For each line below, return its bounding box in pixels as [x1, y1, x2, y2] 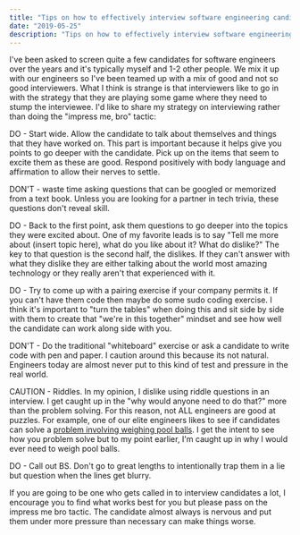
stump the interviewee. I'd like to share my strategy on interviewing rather [9, 102, 280, 113]
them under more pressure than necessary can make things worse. [9, 516, 256, 527]
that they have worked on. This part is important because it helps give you [9, 138, 282, 149]
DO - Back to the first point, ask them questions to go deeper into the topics [9, 220, 288, 231]
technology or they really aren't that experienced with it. [9, 267, 216, 278]
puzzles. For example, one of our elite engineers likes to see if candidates [9, 415, 280, 426]
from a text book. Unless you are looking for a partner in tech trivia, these [9, 193, 279, 204]
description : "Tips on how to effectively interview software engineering [9, 30, 294, 38]
